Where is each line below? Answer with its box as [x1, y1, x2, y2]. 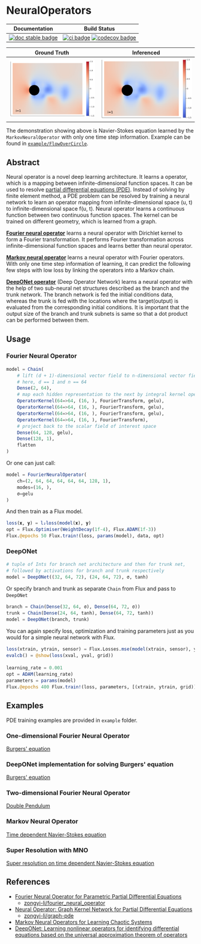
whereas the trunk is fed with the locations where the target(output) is [6, 298, 179, 305]
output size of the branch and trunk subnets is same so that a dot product [6, 310, 188, 317]
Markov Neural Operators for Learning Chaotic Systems [14, 918, 153, 925]
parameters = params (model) [6, 678, 77, 684]
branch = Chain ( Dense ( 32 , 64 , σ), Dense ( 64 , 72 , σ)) [6, 604, 141, 610]
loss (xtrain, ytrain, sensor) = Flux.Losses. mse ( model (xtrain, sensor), [6, 646, 191, 652]
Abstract [6, 157, 40, 167]
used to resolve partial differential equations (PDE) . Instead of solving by [6, 186, 185, 193]
